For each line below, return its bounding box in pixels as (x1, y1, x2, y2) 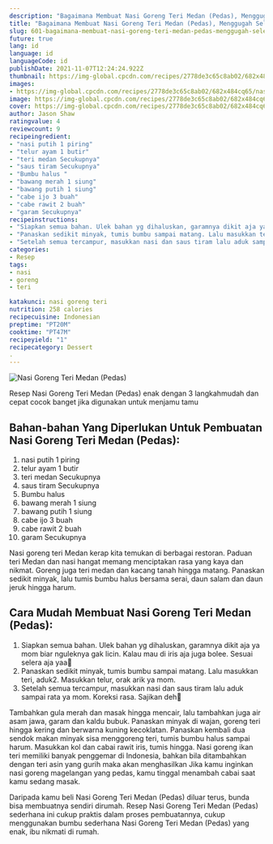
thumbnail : (9, 72, 46, 80)
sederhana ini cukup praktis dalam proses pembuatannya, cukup (9, 809, 226, 819)
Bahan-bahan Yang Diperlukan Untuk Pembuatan (9, 421, 262, 435)
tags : (9, 260, 28, 268)
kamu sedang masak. (9, 776, 80, 786)
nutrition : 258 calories (9, 306, 93, 314)
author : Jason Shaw (9, 110, 75, 118)
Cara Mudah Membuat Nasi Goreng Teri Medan (9, 606, 252, 620)
